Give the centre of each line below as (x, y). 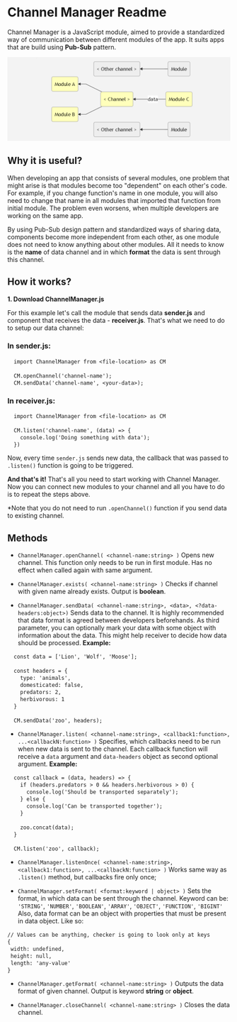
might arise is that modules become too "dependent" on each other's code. (117, 185)
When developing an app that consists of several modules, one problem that (118, 177)
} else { (33, 799)
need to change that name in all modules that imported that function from (114, 200)
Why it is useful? (45, 161)
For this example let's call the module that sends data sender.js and (106, 312)
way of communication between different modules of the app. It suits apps (116, 39)
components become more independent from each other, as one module (113, 237)
